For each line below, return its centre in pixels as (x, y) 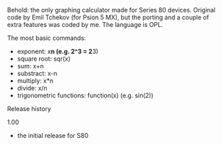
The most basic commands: (47, 38)
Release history (29, 109)
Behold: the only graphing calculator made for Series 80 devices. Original (111, 10)
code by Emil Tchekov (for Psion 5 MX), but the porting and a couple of (108, 17)
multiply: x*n (35, 81)
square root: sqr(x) (44, 59)
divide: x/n (32, 88)
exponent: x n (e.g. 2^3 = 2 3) (58, 51)
